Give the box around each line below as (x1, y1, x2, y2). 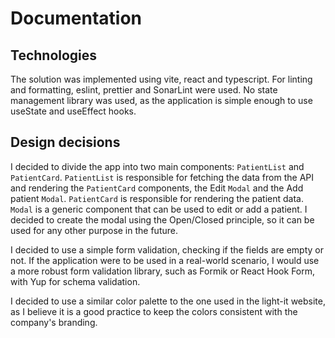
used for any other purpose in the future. (10, 224, 178, 236)
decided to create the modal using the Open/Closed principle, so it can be (10, 213, 315, 226)
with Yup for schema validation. (10, 275, 141, 287)
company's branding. (10, 316, 98, 328)
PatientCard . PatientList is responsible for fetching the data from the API (10, 171, 314, 183)
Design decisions (10, 134, 121, 151)
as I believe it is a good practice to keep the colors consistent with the (10, 305, 298, 317)
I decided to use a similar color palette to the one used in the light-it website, (10, 295, 326, 307)
